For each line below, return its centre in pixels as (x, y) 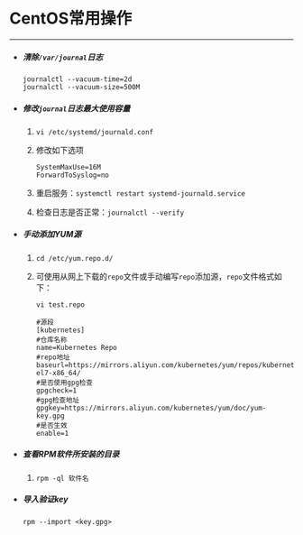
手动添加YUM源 (52, 235)
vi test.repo (60, 304)
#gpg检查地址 (57, 400)
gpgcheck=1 (56, 390)
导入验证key (46, 499)
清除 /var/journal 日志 (63, 57)
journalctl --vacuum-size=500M (81, 87)
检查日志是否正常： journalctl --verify (110, 212)
